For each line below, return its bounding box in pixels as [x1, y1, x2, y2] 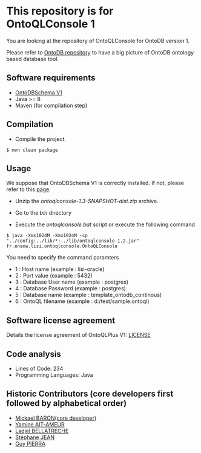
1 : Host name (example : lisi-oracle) [15, 266, 105, 273]
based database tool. [6, 55, 59, 62]
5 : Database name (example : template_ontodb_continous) [15, 292, 162, 299]
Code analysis [6, 349, 62, 359]
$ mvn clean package [6, 147, 59, 153]
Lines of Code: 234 [15, 365, 64, 372]
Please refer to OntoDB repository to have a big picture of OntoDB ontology [6, 48, 194, 56]
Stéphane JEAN [15, 434, 55, 441]
